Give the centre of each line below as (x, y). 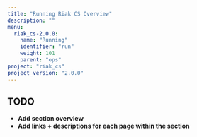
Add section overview (50, 119)
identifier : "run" (47, 47)
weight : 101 (38, 54)
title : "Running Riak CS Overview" (60, 14)
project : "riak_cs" (36, 66)
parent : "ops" (41, 60)
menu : (15, 27)
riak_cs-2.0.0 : (36, 34)
